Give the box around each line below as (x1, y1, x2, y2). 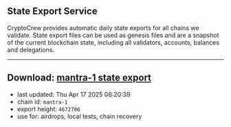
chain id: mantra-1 (16, 97, 68, 106)
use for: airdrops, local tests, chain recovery (16, 112, 142, 120)
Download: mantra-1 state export (7, 72, 152, 84)
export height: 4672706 (16, 104, 80, 113)
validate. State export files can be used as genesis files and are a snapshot (7, 31, 219, 39)
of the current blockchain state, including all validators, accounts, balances (7, 38, 220, 47)
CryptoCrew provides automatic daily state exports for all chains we (7, 23, 199, 32)
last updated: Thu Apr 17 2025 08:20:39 (16, 90, 131, 98)
